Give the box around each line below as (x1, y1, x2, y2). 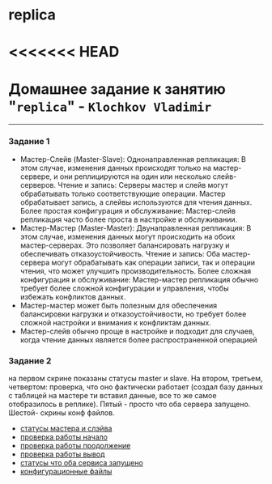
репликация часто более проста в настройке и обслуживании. (19, 214, 238, 224)
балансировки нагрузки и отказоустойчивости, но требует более (19, 309, 247, 319)
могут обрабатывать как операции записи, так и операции (51, 257, 255, 267)
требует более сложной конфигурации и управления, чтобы (19, 283, 229, 293)
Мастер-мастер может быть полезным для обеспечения (19, 300, 217, 310)
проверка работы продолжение (19, 440, 131, 450)
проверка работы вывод (19, 449, 105, 459)
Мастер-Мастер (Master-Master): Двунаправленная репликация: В (19, 223, 252, 232)
